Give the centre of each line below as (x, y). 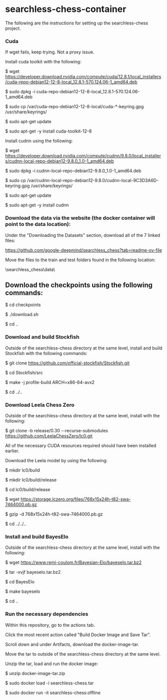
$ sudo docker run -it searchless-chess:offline (53, 693)
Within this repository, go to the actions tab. (50, 625)
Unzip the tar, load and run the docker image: (52, 664)
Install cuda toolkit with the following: (43, 62)
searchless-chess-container (66, 9)
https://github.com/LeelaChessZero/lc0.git (49, 436)
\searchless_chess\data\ (30, 269)
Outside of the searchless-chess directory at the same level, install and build (84, 348)
